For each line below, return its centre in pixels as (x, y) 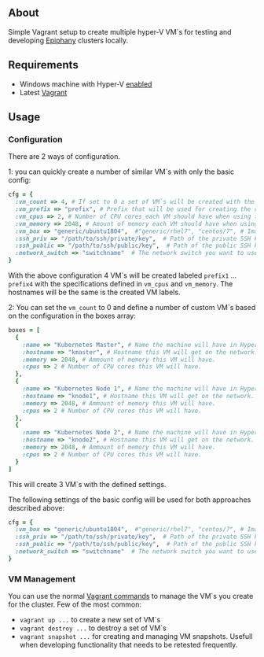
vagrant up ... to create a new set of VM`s (90, 620)
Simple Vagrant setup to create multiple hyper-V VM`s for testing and (120, 31)
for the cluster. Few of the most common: (75, 604)
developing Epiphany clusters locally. (68, 40)
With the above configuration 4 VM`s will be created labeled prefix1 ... (123, 275)
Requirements (43, 65)
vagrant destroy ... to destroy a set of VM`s (93, 628)
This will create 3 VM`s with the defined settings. (87, 484)
